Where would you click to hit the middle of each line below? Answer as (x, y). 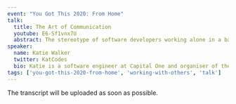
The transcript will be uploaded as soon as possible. (83, 93)
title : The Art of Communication (63, 27)
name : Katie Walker (42, 53)
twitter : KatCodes (41, 60)
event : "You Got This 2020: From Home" (66, 14)
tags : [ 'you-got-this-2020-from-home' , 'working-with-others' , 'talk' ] (114, 72)
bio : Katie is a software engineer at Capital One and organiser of (116, 66)
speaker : (20, 46)
